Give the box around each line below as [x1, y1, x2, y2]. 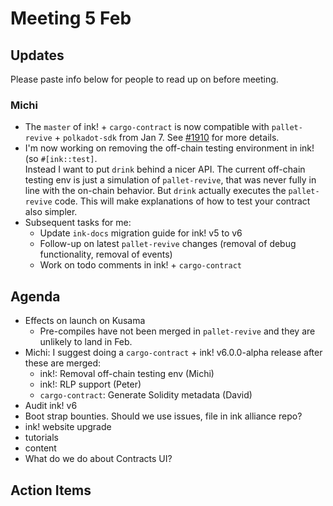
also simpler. [24, 206, 78, 218]
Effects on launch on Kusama [24, 315, 146, 327]
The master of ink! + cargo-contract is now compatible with [24, 121, 270, 133]
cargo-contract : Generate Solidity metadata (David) [39, 389, 253, 401]
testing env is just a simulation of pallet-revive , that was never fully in [24, 174, 317, 186]
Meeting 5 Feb [10, 7, 132, 30]
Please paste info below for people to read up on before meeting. [10, 73, 279, 85]
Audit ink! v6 [24, 400, 78, 412]
